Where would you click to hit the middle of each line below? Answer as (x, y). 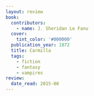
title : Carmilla (31, 51)
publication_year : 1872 (40, 45)
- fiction (29, 61)
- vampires (30, 73)
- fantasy (29, 67)
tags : (18, 56)
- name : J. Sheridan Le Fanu (52, 28)
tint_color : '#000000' (44, 39)
